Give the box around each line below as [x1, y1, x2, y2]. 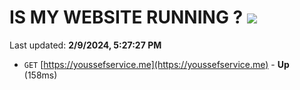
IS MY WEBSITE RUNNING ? [9, 6, 244, 29]
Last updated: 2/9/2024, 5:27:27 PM [9, 39, 162, 51]
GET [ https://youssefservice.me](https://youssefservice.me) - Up [23, 58, 290, 70]
